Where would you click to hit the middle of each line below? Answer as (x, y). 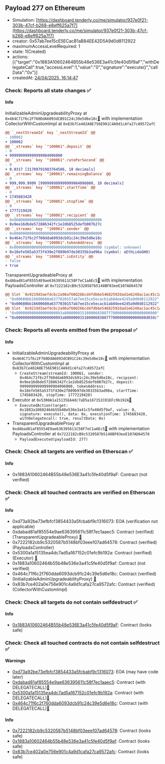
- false (13, 261)
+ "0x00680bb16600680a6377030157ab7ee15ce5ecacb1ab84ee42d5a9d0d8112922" (82, 304)
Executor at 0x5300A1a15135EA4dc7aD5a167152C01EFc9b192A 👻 (72, 400)
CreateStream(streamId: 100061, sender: (61, 373)
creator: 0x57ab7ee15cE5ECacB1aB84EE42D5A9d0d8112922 (74, 41)
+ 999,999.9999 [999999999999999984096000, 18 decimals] (65, 183)
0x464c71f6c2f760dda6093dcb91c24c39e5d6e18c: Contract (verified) (84, 574)
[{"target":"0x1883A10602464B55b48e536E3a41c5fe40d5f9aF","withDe (86, 62)
